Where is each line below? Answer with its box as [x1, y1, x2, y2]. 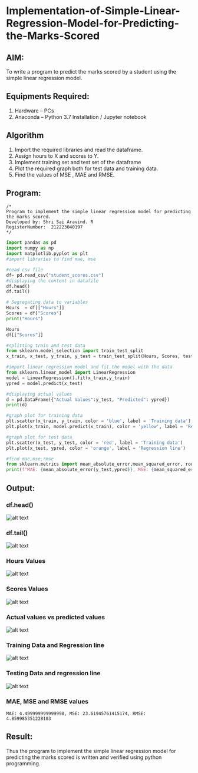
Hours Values [6, 557, 46, 565]
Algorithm [6, 131, 44, 141]
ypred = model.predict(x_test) [6, 380, 83, 386]
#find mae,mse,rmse [6, 456, 54, 462]
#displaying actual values [6, 391, 72, 397]
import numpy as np [6, 245, 54, 251]
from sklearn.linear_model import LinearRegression [6, 370, 136, 376]
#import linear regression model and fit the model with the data [6, 364, 173, 370]
